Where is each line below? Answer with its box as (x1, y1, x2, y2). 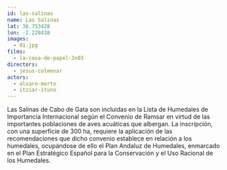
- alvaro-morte (13, 80, 57, 87)
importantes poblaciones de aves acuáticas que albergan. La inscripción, (7, 120, 213, 128)
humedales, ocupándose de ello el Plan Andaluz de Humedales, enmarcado (7, 142, 220, 150)
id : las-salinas (7, 10, 53, 17)
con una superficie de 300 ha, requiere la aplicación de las (7, 127, 173, 136)
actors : (7, 73, 29, 81)
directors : (7, 61, 38, 68)
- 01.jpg (13, 42, 38, 49)
